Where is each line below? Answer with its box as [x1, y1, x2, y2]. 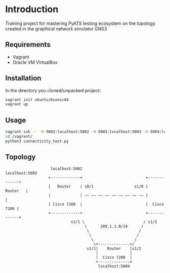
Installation [5, 74, 41, 83]
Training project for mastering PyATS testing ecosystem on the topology [5, 20, 156, 26]
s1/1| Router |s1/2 [87, 246, 142, 251]
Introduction [5, 4, 59, 15]
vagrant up [5, 102, 28, 107]
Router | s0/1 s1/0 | [57, 184, 148, 189]
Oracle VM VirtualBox [12, 59, 58, 65]
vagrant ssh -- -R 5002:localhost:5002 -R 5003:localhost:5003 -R [5, 129, 148, 135]
